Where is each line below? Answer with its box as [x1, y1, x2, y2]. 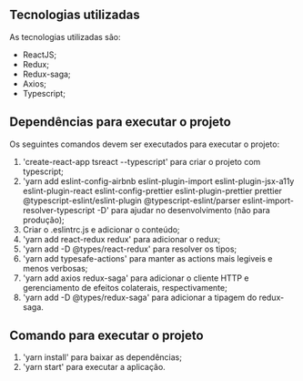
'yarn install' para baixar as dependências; [22, 352, 182, 363]
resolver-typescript [22, 204, 96, 215]
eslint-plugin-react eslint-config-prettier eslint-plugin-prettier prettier [22, 185, 282, 196]
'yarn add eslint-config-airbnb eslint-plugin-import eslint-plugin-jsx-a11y [22, 175, 295, 186]
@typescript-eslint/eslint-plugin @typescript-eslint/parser [22, 195, 241, 206]
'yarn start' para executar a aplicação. [22, 362, 166, 373]
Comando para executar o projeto [9, 328, 204, 344]
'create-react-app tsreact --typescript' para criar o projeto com [22, 156, 261, 167]
